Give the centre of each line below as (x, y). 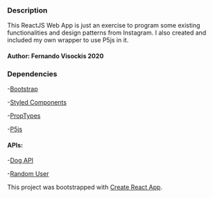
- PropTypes (24, 116)
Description (27, 10)
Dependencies (32, 73)
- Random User (28, 174)
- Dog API (20, 161)
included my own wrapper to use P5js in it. (68, 40)
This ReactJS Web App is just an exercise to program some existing (104, 26)
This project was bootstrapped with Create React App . (85, 187)
